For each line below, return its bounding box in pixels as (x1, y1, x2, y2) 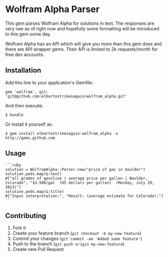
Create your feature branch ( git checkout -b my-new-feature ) (12, 230, 142, 236)
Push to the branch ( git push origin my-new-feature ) (12, 241, 125, 247)
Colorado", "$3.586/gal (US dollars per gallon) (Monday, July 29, (5, 180, 155, 185)
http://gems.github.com (5, 135, 55, 140)
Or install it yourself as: (5, 121, 53, 127)
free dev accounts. (5, 52, 44, 58)
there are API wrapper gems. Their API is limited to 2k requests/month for (5, 46, 158, 52)
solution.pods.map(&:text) (5, 171, 62, 176)
